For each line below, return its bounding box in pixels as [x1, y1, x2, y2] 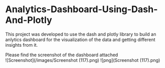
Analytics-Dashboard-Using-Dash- [5, 4, 158, 15]
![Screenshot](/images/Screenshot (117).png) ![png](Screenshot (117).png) [5, 57, 160, 63]
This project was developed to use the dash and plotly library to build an [5, 31, 156, 37]
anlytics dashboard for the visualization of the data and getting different [5, 37, 156, 43]
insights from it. [5, 42, 38, 48]
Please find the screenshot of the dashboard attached [5, 52, 118, 58]
